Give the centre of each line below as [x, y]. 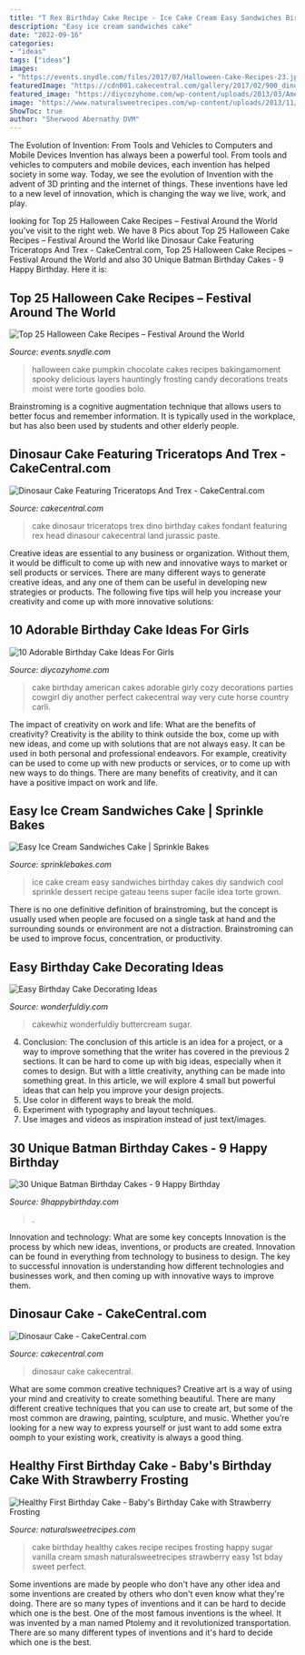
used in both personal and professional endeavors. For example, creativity [148, 753]
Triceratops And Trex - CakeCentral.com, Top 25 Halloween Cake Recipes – [151, 250]
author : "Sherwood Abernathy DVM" [75, 119]
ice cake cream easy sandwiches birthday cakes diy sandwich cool [157, 882]
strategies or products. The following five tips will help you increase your [145, 592]
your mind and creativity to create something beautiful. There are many [143, 1398]
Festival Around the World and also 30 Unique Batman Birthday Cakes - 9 [147, 259]
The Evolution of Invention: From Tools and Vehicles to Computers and [141, 146]
